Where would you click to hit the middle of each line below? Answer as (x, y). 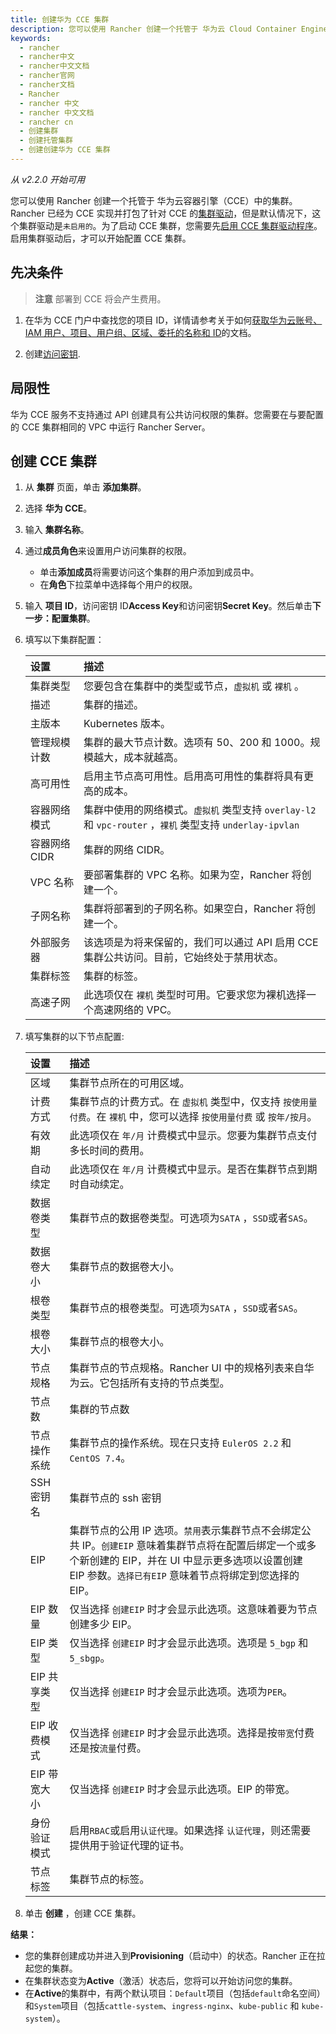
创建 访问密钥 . (52, 353)
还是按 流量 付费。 (108, 1748)
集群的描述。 (114, 705)
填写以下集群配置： (64, 640)
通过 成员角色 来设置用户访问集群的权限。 (108, 551)
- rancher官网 (47, 76)
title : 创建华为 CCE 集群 (60, 19)
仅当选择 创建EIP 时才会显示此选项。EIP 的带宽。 (182, 1789)
